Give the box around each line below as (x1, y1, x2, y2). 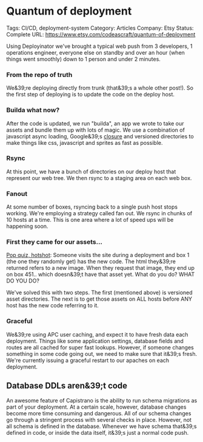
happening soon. (6, 223, 48, 230)
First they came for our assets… (6, 238, 103, 246)
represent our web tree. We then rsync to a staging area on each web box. (6, 174, 192, 181)
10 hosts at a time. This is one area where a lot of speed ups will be (6, 216, 174, 224)
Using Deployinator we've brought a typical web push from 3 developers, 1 (6, 42, 193, 50)
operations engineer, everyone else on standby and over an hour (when (6, 49, 185, 56)
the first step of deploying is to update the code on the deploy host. (6, 91, 175, 98)
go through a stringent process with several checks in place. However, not (6, 416, 192, 423)
